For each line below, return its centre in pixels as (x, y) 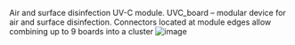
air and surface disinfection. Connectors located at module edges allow (140, 22)
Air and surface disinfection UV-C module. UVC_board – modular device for (148, 13)
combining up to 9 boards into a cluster (82, 31)
